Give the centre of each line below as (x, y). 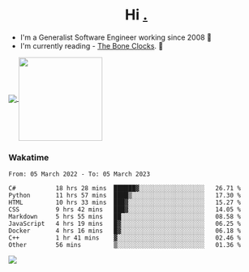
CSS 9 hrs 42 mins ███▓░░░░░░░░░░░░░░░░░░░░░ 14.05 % (125, 210)
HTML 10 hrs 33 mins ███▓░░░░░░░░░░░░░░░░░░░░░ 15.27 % (125, 203)
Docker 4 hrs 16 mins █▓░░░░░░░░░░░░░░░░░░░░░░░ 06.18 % (125, 231)
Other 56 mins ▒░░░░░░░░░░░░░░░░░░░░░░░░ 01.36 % (125, 245)
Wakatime (29, 157)
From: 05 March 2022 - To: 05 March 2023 (79, 174)
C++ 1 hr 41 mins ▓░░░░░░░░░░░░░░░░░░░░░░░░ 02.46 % (125, 238)
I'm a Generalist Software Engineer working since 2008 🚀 (116, 37)
